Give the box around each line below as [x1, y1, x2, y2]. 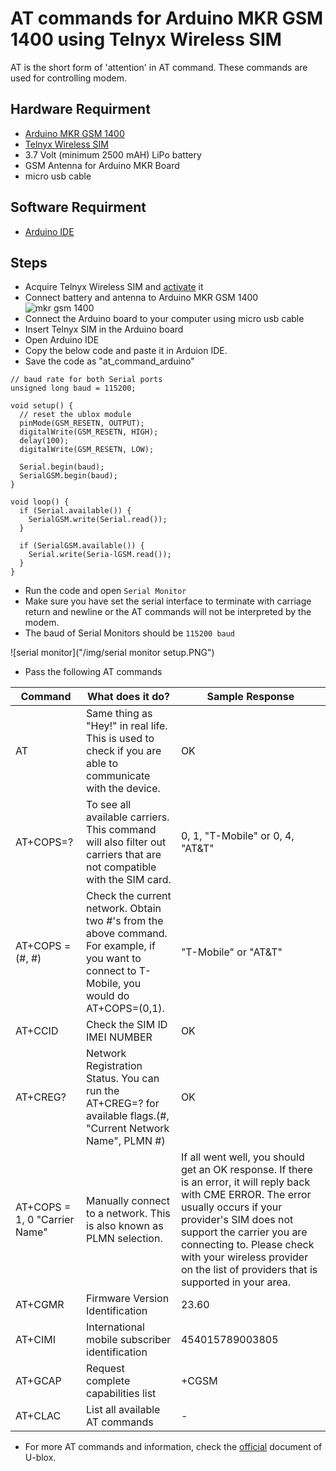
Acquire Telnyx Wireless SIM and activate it [24, 281, 204, 293]
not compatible [86, 860, 157, 874]
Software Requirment [10, 199, 147, 216]
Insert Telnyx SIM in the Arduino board [24, 323, 184, 336]
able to [86, 757, 119, 771]
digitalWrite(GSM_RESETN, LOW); [19, 445, 155, 455]
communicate [86, 769, 151, 783]
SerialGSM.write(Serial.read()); [28, 515, 168, 525]
